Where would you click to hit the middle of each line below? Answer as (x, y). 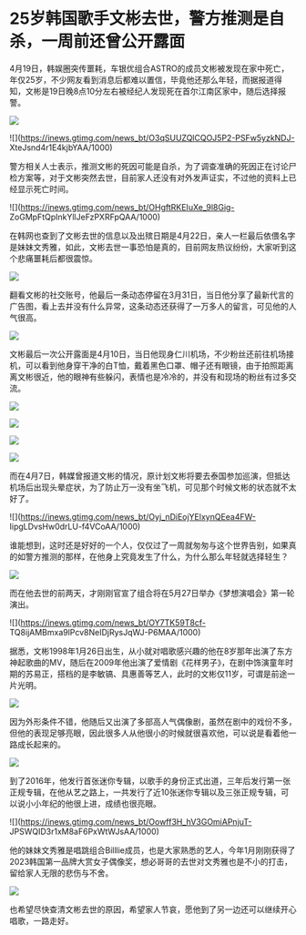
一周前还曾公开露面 (113, 41)
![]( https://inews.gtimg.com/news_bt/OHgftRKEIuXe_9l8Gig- (122, 207)
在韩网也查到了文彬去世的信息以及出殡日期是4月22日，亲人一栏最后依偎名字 (153, 235)
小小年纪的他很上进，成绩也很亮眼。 (93, 803)
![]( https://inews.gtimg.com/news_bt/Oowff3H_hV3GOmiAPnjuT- (131, 821)
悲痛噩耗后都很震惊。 (57, 258)
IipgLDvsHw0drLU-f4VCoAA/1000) (75, 526)
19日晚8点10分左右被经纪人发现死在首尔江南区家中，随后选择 (163, 91)
